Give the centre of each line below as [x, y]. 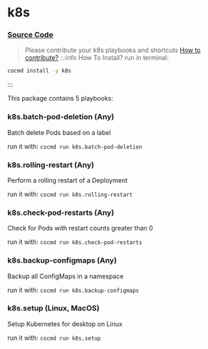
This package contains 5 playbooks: [61, 98]
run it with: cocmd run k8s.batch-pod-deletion [75, 146]
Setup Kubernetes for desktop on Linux [65, 324]
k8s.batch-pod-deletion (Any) [61, 117]
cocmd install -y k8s [40, 71]
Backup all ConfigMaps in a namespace [66, 276]
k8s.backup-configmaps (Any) [62, 261]
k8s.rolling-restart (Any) [51, 165]
